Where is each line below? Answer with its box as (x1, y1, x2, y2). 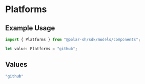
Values (5, 60, 28, 69)
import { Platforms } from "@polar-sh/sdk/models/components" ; (5, 37, 141, 42)
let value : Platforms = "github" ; (5, 46, 78, 51)
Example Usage (5, 24, 55, 32)
